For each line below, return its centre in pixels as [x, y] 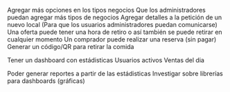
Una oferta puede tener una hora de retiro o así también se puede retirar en [115, 32]
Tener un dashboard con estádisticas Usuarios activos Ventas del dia [106, 60]
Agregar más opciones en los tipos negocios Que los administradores [106, 10]
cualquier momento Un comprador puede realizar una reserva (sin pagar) [112, 39]
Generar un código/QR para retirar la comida [71, 47]
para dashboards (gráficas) [46, 81]
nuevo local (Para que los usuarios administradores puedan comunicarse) [113, 25]
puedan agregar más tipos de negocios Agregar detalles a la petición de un [115, 17]
